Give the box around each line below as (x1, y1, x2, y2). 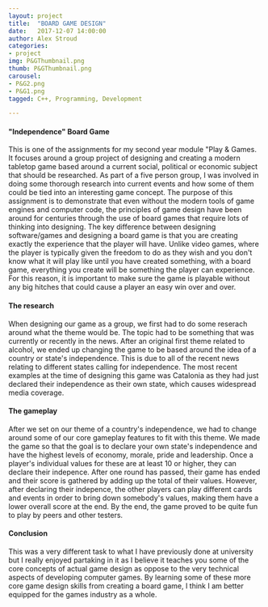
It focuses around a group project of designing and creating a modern (8, 153, 241, 163)
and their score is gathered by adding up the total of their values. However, (8, 475, 258, 486)
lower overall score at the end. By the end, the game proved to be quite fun (8, 501, 258, 511)
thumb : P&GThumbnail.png (8, 65, 92, 73)
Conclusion (8, 528, 48, 538)
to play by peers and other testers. (8, 510, 124, 520)
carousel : (8, 72, 42, 80)
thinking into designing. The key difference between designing (8, 222, 216, 231)
